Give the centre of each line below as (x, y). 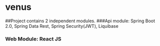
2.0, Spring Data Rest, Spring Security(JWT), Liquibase (62, 26)
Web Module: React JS (33, 39)
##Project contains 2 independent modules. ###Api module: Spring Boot (80, 21)
